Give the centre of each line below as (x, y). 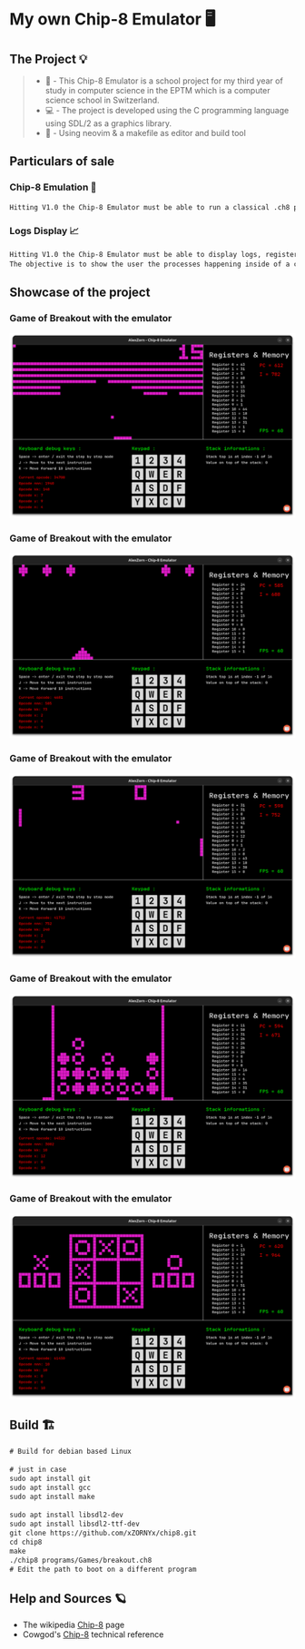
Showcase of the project (80, 292)
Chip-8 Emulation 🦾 (53, 187)
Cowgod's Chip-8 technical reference (93, 1634)
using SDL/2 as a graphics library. (108, 123)
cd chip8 (26, 1542)
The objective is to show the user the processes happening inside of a (150, 264)
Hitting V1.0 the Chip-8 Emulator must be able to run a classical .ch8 (150, 207)
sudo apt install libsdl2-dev (67, 1515)
